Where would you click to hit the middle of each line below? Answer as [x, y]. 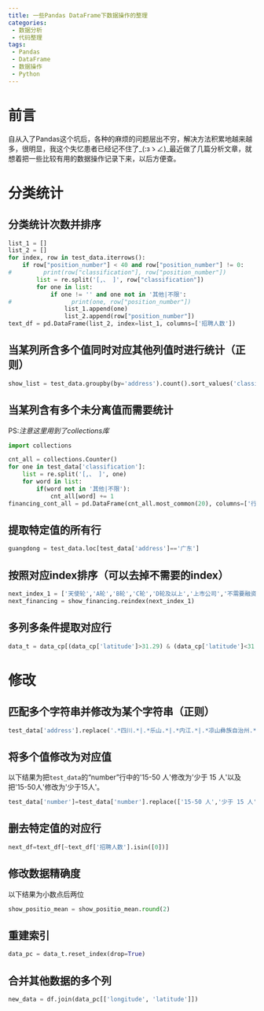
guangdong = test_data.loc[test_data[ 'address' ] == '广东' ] [104, 549]
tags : [17, 45]
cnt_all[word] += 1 [82, 496]
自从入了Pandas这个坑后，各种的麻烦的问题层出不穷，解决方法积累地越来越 [130, 139]
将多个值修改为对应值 [60, 757]
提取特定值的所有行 [55, 530]
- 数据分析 [27, 30]
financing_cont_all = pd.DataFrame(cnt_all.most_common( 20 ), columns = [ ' [130, 504]
